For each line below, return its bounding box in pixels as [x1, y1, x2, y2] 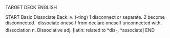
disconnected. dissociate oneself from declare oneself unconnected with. [5, 20, 162, 26]
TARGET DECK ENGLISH [5, 5, 57, 10]
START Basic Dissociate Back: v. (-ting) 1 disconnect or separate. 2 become [5, 14, 165, 20]
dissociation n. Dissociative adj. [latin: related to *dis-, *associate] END [5, 27, 155, 33]
